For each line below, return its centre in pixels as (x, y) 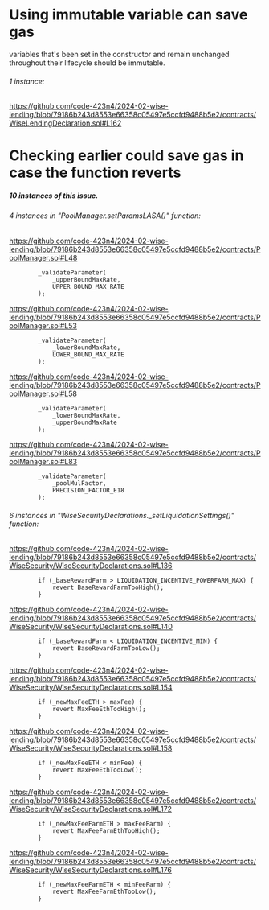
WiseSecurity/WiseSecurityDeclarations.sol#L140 (91, 627)
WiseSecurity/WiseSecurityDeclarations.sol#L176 (90, 870)
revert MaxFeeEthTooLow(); (97, 770)
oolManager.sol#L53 (43, 325)
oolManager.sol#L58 (43, 393)
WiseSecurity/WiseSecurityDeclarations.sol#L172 (90, 809)
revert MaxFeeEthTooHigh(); (99, 710)
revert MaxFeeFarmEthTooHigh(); (106, 831)
